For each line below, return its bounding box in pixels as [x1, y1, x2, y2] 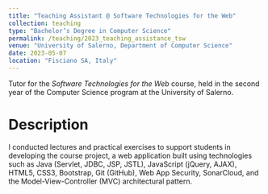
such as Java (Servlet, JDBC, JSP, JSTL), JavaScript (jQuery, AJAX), [8, 159, 237, 169]
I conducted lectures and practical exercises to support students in [8, 142, 232, 151]
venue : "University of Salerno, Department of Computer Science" [8, 42, 232, 50]
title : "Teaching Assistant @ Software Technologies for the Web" [8, 11, 237, 20]
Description [8, 116, 89, 134]
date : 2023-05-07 [8, 49, 67, 57]
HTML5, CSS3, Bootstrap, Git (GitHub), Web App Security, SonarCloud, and [8, 167, 259, 177]
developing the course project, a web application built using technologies [8, 151, 253, 160]
